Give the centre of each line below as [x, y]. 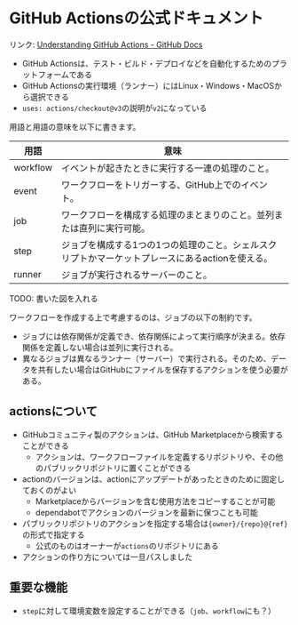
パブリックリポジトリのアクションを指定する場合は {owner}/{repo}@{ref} [155, 523]
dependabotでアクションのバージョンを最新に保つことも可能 [147, 512]
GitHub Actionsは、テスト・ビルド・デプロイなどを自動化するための [147, 63]
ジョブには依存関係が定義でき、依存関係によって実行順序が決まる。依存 [153, 336]
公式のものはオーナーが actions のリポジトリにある [127, 545]
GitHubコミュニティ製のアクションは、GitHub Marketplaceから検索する [153, 434]
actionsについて [54, 411]
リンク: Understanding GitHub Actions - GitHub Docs [106, 44]
